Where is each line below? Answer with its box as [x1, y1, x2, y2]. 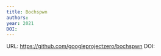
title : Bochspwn [6, 9, 48, 15]
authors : [6, 15, 29, 21]
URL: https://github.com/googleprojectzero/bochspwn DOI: [6, 43, 156, 50]
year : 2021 [6, 20, 34, 26]
